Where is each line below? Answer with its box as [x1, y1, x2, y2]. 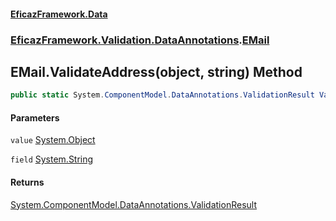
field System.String [10, 153, 94, 165]
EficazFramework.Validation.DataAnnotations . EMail [10, 33, 270, 47]
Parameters [10, 111, 60, 124]
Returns [10, 176, 45, 188]
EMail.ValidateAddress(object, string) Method [10, 63, 303, 80]
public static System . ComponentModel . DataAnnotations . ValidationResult [10, 90, 315, 100]
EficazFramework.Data [10, 8, 108, 20]
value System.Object [10, 134, 96, 146]
